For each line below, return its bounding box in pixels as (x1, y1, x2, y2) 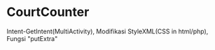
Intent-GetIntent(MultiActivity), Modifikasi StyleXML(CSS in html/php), (6, 27, 209, 35)
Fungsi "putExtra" (6, 34, 58, 42)
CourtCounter (6, 4, 90, 20)
